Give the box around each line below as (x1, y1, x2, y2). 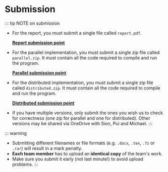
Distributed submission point (12, 100, 75, 106)
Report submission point (12, 39, 65, 46)
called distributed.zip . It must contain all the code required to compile (12, 84, 161, 91)
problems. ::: (12, 161, 38, 167)
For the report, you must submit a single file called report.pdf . (12, 30, 142, 36)
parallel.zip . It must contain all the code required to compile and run (12, 54, 157, 61)
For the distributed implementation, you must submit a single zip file (12, 79, 153, 85)
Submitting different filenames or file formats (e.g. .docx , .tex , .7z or (12, 140, 155, 146)
